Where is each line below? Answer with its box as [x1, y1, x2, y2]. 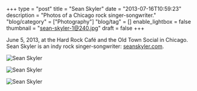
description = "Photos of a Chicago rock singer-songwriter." [6, 12, 156, 19]
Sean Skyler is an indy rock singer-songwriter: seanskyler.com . [6, 42, 164, 50]
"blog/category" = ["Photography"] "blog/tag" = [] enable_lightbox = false [6, 18, 192, 25]
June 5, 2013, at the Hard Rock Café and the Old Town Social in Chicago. [6, 36, 189, 43]
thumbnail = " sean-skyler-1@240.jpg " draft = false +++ [6, 24, 145, 32]
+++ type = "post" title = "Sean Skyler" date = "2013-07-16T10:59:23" [6, 5, 182, 12]
